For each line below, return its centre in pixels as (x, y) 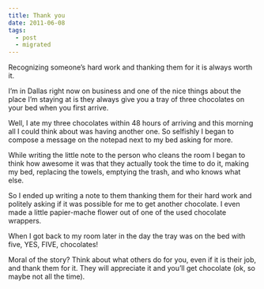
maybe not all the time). (47, 276)
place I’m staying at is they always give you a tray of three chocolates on (126, 99)
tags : (17, 30)
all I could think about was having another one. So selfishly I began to (121, 132)
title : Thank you (37, 15)
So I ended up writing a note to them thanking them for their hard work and (130, 196)
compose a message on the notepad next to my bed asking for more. (121, 140)
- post (26, 38)
